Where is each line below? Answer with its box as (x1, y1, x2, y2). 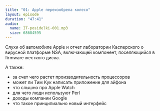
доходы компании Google (12, 95, 67, 101)
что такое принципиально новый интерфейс (12, 101, 107, 106)
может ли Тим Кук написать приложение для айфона (12, 79, 126, 85)
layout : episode (5, 12, 39, 17)
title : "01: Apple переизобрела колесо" (5, 7, 91, 12)
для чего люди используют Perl (12, 90, 80, 96)
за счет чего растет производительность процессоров (12, 74, 130, 80)
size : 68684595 (9, 30, 41, 35)
